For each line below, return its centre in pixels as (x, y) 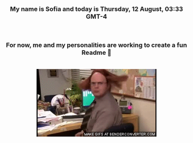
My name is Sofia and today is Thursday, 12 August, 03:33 (96, 9)
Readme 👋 (96, 53)
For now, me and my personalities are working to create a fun (96, 45)
